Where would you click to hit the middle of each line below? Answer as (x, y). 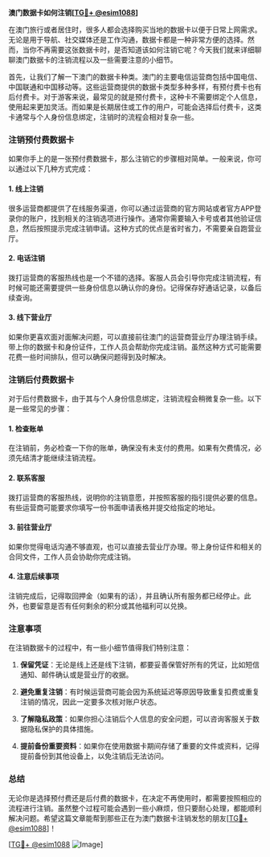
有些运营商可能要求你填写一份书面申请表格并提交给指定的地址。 (114, 507)
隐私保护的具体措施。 (62, 729)
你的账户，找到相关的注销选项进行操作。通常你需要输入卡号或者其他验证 (135, 218)
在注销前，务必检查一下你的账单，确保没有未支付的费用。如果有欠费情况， (131, 448)
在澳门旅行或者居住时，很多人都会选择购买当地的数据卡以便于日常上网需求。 (135, 30)
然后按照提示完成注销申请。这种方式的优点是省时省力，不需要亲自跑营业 (142, 228)
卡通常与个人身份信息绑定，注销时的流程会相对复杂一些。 (103, 117)
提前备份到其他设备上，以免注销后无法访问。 (94, 756)
